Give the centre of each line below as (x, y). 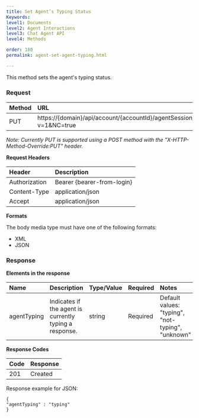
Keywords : (18, 17)
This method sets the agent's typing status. (59, 77)
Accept (19, 202)
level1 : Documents (29, 22)
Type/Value (105, 288)
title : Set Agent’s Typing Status (49, 12)
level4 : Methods (26, 39)
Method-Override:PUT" (35, 146)
